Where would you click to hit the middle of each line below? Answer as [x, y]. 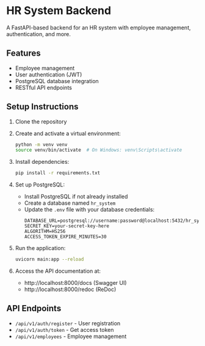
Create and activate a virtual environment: [68, 133]
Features [23, 53]
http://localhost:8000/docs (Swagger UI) [75, 283]
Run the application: [40, 248]
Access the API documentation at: [58, 271]
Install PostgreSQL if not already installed [76, 197]
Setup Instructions [42, 107]
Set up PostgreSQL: [40, 185]
